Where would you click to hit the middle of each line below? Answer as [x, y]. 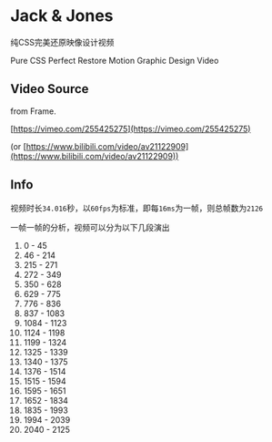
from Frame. [34, 111]
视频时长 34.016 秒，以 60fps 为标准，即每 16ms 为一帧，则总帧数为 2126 [137, 208]
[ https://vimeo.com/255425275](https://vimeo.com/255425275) [131, 128]
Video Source [50, 89]
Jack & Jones [62, 16]
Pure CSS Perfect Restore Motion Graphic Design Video [115, 60]
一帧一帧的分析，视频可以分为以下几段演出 [90, 227]
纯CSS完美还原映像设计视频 [62, 42]
